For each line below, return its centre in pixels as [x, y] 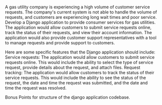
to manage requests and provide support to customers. [60, 43]
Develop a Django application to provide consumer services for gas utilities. [80, 22]
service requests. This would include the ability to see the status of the [75, 78]
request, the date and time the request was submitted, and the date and [76, 83]
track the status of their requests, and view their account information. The [79, 33]
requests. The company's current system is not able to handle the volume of [81, 12]
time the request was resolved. [36, 88]
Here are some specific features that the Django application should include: [80, 52]
